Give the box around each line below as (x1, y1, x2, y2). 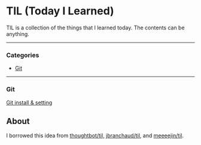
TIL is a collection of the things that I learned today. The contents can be (6, 24, 185, 31)
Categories (6, 51, 39, 59)
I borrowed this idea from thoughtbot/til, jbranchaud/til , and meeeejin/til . (6, 132, 184, 139)
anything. (6, 30, 30, 37)
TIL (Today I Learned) (6, 4, 115, 18)
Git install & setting (6, 99, 53, 106)
